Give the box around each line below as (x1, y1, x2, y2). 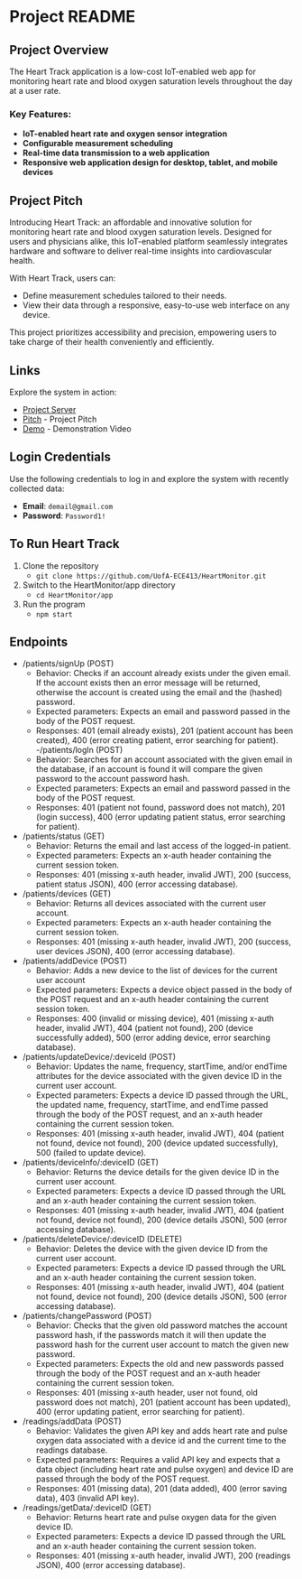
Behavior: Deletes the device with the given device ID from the (35, 1243, 269, 1254)
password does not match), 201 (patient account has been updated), (35, 1397, 291, 1407)
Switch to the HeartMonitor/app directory (22, 580, 176, 590)
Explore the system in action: (9, 386, 117, 397)
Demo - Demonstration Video (22, 423, 133, 434)
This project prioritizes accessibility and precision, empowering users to (9, 327, 277, 338)
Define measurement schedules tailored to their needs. (22, 291, 227, 302)
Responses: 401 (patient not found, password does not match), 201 (35, 802, 286, 813)
